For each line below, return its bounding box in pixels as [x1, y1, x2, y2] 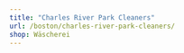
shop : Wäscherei [9, 30, 70, 39]
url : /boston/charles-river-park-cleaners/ [9, 22, 176, 31]
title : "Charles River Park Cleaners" [9, 13, 155, 22]
